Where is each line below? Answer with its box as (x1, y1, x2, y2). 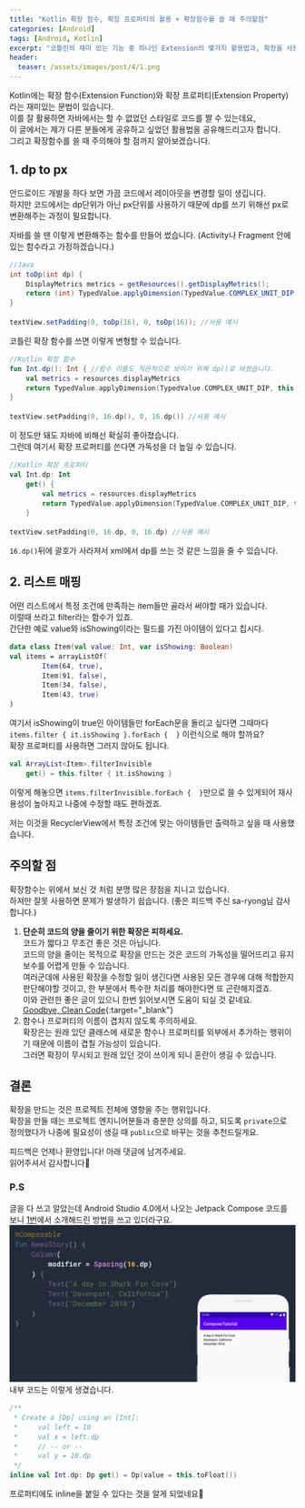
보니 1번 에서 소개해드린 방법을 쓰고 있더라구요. (9, 1214, 173, 1225)
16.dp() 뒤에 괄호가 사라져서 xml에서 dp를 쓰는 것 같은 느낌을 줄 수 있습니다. (9, 546, 279, 557)
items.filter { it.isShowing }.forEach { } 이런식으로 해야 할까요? (9, 729, 265, 739)
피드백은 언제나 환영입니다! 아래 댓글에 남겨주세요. (9, 1146, 187, 1157)
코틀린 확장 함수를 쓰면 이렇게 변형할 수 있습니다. (9, 335, 182, 346)
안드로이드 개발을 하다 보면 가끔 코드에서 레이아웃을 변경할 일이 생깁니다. (9, 187, 266, 198)
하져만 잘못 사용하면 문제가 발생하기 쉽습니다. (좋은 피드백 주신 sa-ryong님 (9, 895, 274, 906)
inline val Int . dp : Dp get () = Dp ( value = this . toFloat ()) (9, 1471, 238, 1480)
